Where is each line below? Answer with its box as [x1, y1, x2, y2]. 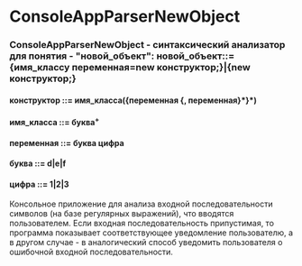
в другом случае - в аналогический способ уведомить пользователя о [9, 237, 283, 248]
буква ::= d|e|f [9, 158, 66, 169]
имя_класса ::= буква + [9, 115, 100, 127]
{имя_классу [9, 61, 70, 74]
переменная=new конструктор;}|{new [71, 61, 251, 74]
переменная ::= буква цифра [9, 137, 124, 148]
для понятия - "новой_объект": [9, 50, 155, 62]
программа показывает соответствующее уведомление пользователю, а [9, 227, 294, 238]
